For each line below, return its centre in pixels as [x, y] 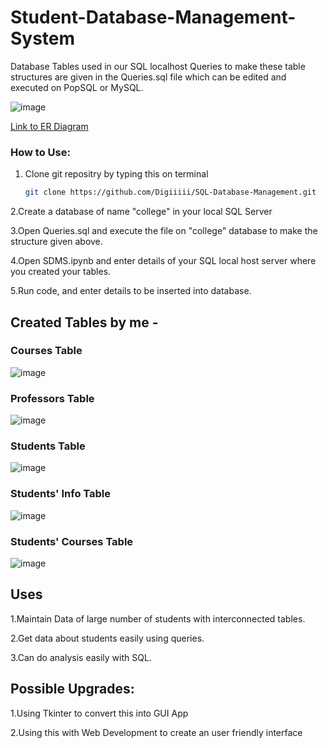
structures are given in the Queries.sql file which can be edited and [148, 77]
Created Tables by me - [84, 322]
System [43, 38]
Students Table [48, 446]
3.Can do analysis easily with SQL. [81, 657]
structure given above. [56, 242]
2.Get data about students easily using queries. [107, 638]
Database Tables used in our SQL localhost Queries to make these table [158, 66]
